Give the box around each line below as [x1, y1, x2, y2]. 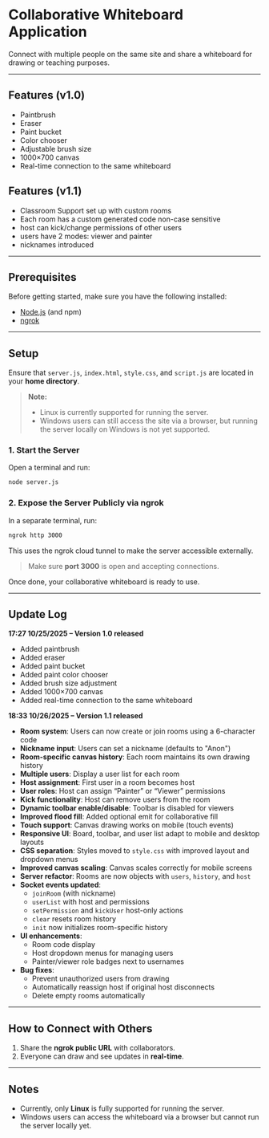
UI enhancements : [19, 931, 82, 941]
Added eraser [19, 652, 66, 663]
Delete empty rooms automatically [31, 991, 146, 1001]
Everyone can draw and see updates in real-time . [19, 1051, 184, 1061]
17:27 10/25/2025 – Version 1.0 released [8, 628, 144, 639]
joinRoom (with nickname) [31, 888, 116, 898]
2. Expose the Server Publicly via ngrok [8, 498, 164, 509]
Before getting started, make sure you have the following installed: [8, 291, 227, 302]
